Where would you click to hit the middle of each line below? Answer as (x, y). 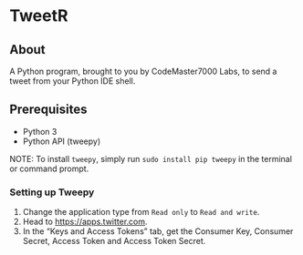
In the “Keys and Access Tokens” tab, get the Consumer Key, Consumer (158, 231)
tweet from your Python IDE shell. (73, 81)
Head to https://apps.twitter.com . (85, 222)
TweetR (39, 16)
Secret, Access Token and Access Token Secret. (114, 241)
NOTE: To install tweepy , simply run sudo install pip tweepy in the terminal (151, 158)
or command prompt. (49, 168)
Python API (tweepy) (62, 141)
